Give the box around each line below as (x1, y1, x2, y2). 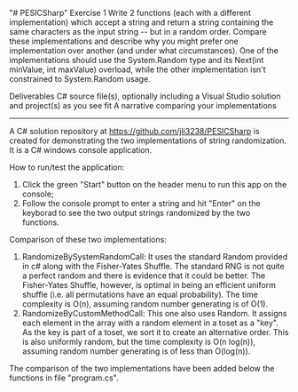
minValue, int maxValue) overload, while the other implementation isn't (9, 64, 266, 75)
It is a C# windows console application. (9, 145, 153, 155)
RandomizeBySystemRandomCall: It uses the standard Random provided (21, 252, 288, 261)
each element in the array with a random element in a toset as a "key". (21, 317, 279, 328)
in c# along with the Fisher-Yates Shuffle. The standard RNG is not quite (21, 261, 286, 271)
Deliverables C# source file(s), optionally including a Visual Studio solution (9, 91, 281, 101)
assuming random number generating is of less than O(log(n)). (21, 346, 251, 356)
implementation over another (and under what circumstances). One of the (9, 45, 279, 56)
